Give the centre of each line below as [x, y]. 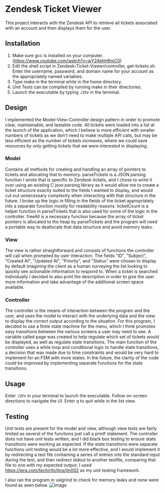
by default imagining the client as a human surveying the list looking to [76, 266]
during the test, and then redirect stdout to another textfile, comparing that [81, 460]
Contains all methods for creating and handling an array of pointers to [76, 169]
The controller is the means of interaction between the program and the [78, 311]
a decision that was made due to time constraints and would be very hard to [82, 353]
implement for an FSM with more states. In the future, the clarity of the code [82, 358]
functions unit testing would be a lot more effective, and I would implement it [82, 450]
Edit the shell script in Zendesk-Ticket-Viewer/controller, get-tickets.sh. [84, 66]
